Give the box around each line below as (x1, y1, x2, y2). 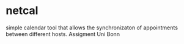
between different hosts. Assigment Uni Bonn (6, 30, 120, 37)
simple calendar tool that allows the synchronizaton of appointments (6, 24, 178, 31)
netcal (6, 4, 39, 18)
